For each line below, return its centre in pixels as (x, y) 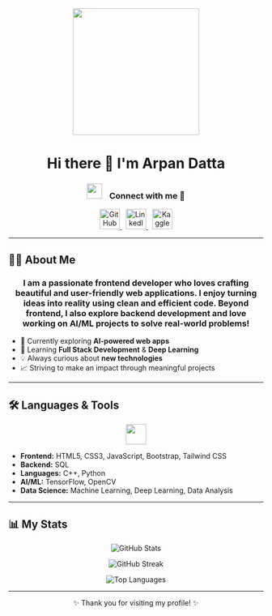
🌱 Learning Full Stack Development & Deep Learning (109, 350)
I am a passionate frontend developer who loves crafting (136, 283)
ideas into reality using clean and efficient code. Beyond (136, 303)
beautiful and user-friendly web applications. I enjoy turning (136, 293)
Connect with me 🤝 (147, 196)
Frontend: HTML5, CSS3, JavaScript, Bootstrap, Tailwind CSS (123, 456)
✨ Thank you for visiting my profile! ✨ (136, 602)
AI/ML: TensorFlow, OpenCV (68, 481)
